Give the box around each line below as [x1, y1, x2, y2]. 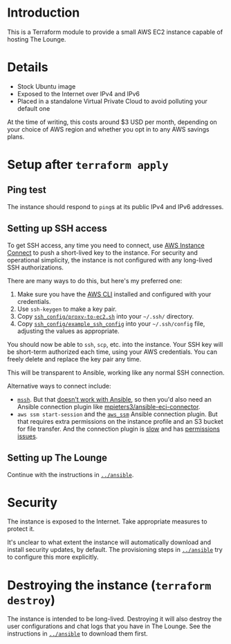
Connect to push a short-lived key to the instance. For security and [7, 248, 198, 257]
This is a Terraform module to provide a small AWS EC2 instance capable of [7, 28, 223, 36]
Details [7, 60, 48, 75]
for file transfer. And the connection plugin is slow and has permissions [17, 424, 220, 433]
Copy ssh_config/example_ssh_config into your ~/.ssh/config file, [17, 319, 205, 328]
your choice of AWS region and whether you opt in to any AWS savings [7, 125, 210, 133]
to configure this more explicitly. [7, 553, 99, 562]
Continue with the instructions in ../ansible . [7, 470, 134, 478]
